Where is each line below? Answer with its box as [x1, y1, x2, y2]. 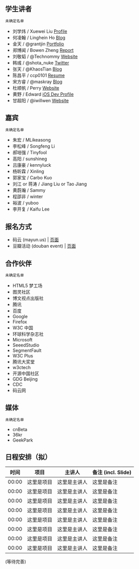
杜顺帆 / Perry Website [12, 85, 59, 91]
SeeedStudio [12, 342, 40, 348]
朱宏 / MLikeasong [12, 137, 51, 143]
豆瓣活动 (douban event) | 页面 [12, 243, 76, 249]
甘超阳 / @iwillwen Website [12, 97, 69, 103]
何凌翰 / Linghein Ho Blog [12, 34, 66, 40]
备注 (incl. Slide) [92, 469, 132, 476]
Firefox [12, 319, 28, 325]
